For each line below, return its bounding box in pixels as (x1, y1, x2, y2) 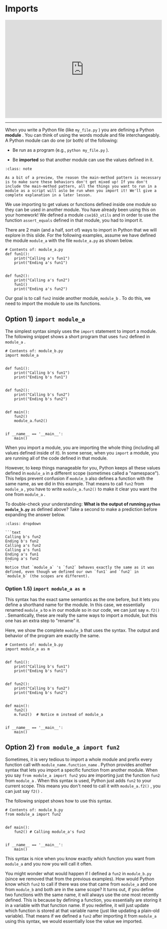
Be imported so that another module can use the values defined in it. (12, 157, 154, 163)
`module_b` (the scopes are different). (5, 573, 90, 579)
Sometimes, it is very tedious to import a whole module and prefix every (5, 756, 153, 762)
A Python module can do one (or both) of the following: (5, 137, 118, 143)
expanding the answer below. (5, 511, 66, 517)
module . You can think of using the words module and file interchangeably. (5, 132, 161, 138)
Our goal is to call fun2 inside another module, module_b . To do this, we (5, 295, 151, 301)
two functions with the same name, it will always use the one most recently (5, 892, 159, 898)
